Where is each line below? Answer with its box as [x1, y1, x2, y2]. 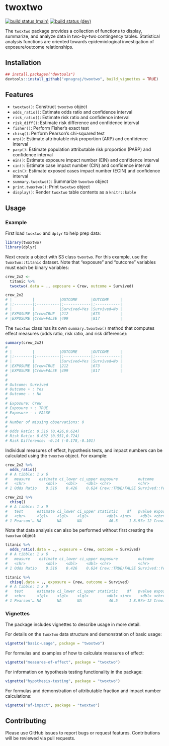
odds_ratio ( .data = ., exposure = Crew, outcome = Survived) [10, 547, 141, 552]
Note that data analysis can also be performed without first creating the [5, 527, 153, 533]
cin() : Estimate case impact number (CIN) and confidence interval [12, 162, 151, 168]
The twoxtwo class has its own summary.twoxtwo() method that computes [5, 325, 155, 331]
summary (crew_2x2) [5, 340, 44, 345]
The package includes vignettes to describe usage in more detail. [5, 621, 141, 627]
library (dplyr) [5, 244, 37, 250]
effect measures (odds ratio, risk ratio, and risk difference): [5, 330, 128, 336]
